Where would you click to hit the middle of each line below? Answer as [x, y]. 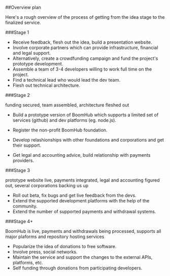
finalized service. [23, 23]
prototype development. [38, 64]
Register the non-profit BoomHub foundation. [60, 130]
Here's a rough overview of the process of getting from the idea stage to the [85, 17]
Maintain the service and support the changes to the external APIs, [82, 257]
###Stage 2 [18, 95]
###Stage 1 [17, 32]
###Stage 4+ [19, 221]
